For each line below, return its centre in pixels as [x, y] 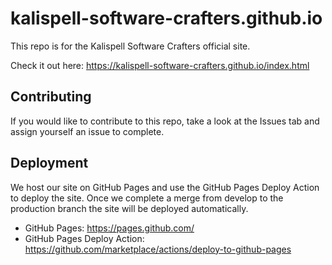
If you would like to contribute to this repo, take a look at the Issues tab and [165, 121]
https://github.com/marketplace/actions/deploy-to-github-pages [158, 249]
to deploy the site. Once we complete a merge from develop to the [147, 198]
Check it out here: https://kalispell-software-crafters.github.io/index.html [160, 65]
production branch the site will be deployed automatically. [129, 208]
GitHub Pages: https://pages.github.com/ [109, 228]
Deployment [49, 163]
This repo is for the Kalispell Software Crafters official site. [130, 46]
